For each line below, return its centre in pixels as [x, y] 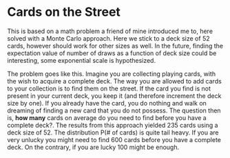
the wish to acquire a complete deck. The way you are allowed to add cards [114, 81]
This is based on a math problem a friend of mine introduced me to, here [110, 31]
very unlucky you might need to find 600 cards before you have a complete [114, 139]
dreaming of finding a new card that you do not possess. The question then [114, 110]
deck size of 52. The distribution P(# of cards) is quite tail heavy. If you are [113, 132]
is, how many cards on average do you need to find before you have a [107, 117]
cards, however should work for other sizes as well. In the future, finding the [115, 46]
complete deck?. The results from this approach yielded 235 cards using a [113, 125]
